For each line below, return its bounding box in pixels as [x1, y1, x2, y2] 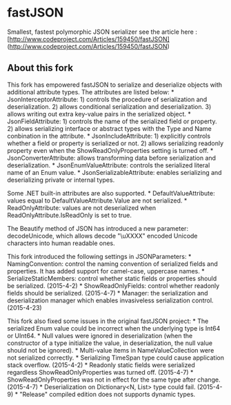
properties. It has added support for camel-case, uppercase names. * [7, 267, 205, 275]
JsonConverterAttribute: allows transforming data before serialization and [7, 154, 216, 162]
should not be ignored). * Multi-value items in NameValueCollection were [7, 346, 214, 354]
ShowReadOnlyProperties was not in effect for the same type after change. [7, 375, 221, 384]
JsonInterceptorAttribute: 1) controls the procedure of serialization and [7, 95, 208, 103]
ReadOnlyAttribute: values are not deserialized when [7, 203, 157, 211]
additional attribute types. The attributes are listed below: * [7, 87, 174, 96]
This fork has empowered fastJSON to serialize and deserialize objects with [7, 81, 223, 89]
